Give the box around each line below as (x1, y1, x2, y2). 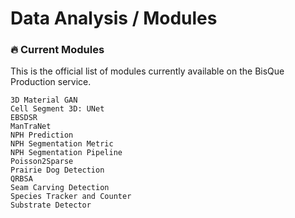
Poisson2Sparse (10, 157, 74, 167)
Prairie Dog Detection (10, 165, 105, 176)
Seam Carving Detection (10, 183, 110, 193)
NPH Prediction (10, 130, 74, 141)
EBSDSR (10, 113, 38, 123)
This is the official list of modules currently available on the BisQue (10, 65, 285, 77)
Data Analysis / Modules (10, 7, 218, 30)
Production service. (10, 76, 92, 88)
